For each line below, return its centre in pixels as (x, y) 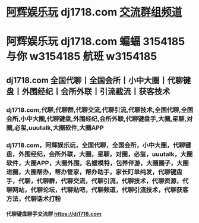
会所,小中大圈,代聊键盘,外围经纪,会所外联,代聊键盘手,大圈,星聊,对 (99, 118)
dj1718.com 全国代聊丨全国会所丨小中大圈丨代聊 (94, 80)
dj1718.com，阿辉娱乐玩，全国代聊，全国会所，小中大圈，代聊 (96, 145)
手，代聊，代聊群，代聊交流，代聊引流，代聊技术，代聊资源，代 (97, 181)
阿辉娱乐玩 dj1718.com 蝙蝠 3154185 (96, 42)
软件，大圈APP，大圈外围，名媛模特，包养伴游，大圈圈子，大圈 (97, 163)
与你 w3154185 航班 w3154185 (82, 56)
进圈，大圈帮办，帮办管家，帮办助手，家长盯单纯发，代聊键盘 (94, 172)
